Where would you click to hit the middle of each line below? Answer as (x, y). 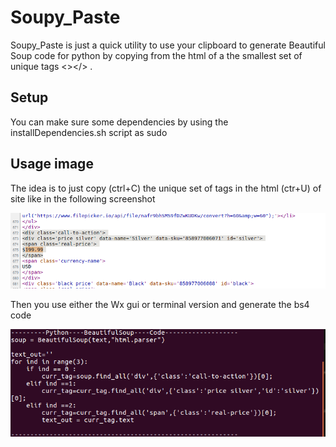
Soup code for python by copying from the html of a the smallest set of (156, 55)
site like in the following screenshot (83, 198)
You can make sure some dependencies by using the (119, 122)
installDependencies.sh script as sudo (89, 132)
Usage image (52, 164)
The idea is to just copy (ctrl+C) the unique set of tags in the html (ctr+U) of (166, 188)
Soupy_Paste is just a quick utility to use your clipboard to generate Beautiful (168, 45)
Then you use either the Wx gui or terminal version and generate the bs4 (160, 305)
